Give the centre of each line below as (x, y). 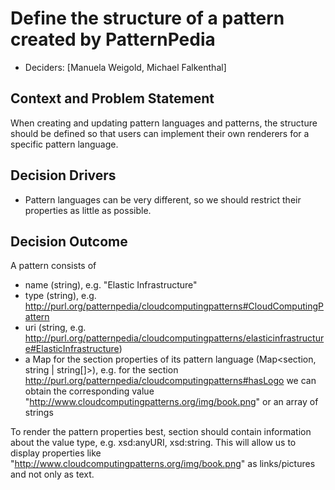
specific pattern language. (64, 144)
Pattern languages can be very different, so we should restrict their (163, 199)
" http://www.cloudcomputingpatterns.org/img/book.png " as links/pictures (163, 464)
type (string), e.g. (60, 296)
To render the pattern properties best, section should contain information (161, 432)
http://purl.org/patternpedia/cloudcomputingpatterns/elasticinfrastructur (174, 338)
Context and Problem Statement (112, 98)
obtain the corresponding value (89, 391)
